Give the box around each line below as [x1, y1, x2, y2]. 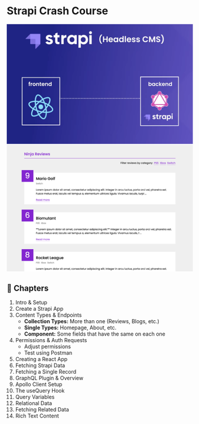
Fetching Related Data [15, 406, 70, 413]
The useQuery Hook [15, 387, 65, 394]
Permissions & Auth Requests [15, 337, 87, 344]
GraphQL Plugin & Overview [15, 375, 84, 382]
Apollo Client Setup [15, 381, 63, 388]
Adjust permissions [24, 343, 71, 350]
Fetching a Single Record [15, 368, 77, 375]
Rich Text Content [15, 412, 59, 419]
